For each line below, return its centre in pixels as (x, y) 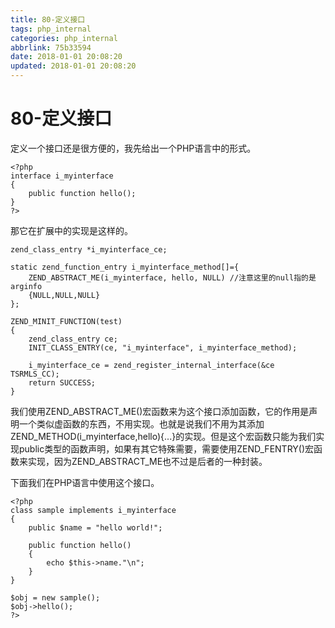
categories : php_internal (64, 38)
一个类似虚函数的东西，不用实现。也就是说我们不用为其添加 (141, 423)
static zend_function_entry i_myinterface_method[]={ (125, 267)
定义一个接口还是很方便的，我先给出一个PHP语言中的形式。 (133, 148)
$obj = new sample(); (55, 597)
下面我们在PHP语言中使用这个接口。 (85, 482)
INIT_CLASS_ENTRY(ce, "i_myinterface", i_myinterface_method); (163, 347)
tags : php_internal (51, 29)
